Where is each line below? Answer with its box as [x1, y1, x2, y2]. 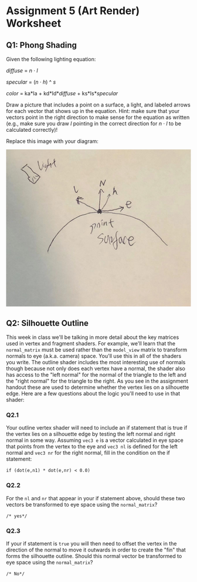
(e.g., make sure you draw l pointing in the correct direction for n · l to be [6, 120, 182, 127]
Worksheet [6, 16, 62, 30]
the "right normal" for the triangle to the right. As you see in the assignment [6, 378, 189, 385]
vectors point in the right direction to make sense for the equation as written [6, 114, 190, 121]
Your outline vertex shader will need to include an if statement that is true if [6, 424, 188, 431]
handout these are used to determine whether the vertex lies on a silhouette [6, 384, 189, 391]
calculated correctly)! [6, 127, 58, 133]
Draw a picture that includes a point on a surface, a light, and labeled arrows [6, 101, 191, 108]
